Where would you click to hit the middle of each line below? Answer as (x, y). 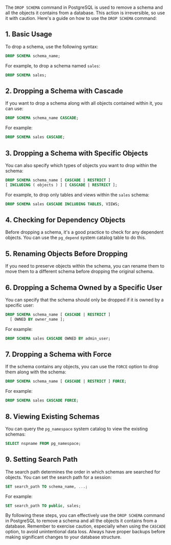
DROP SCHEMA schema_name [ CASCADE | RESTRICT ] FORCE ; (66, 382)
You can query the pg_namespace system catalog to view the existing (77, 429)
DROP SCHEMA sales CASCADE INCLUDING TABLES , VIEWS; (63, 204)
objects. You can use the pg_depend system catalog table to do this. (76, 238)
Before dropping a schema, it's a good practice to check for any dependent (84, 232)
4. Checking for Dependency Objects (65, 220)
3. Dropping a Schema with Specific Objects (77, 153)
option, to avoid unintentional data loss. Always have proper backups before (85, 532)
